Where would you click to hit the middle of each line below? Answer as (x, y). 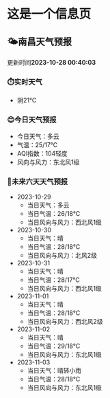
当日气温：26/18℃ (54, 213)
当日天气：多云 (48, 205)
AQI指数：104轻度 (42, 153)
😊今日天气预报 (32, 120)
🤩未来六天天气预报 (38, 181)
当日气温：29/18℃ (54, 346)
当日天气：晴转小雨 (54, 370)
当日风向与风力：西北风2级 (65, 321)
